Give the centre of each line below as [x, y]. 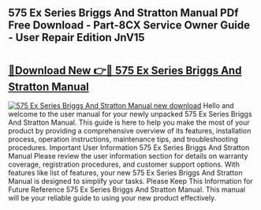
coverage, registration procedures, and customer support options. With [124, 164]
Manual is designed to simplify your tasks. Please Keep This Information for [131, 181]
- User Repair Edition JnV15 [76, 37]
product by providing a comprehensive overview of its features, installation [130, 131]
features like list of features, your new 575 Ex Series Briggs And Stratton [125, 172]
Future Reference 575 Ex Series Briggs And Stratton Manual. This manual [127, 189]
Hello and [218, 105]
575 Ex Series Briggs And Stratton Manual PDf [123, 13]
